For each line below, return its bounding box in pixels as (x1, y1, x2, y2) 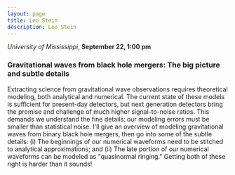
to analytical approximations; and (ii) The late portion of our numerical (7, 145, 209, 153)
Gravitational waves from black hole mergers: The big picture (7, 60, 221, 70)
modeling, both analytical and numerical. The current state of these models (7, 92, 225, 101)
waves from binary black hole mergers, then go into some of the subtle (7, 129, 213, 138)
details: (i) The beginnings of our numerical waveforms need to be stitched (7, 137, 224, 145)
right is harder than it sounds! (7, 160, 93, 168)
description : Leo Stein (7, 23, 77, 30)
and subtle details (7, 69, 70, 79)
